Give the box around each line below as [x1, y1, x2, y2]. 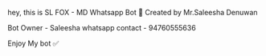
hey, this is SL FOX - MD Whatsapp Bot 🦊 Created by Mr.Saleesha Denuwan [7, 8, 258, 17]
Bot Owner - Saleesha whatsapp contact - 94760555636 [7, 23, 196, 32]
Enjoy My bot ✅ [7, 38, 59, 48]
